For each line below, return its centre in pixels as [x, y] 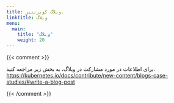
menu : [13, 23]
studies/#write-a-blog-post [41, 82]
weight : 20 [31, 40]
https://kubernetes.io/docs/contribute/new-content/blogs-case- [87, 75]
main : [19, 29]
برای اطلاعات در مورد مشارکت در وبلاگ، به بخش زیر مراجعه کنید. [81, 69]
